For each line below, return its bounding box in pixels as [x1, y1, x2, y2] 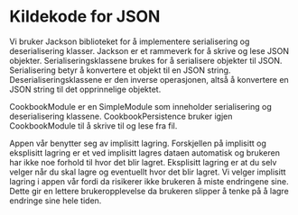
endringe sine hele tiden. [9, 195, 102, 206]
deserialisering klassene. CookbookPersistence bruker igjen [9, 111, 233, 121]
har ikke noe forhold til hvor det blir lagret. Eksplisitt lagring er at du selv [9, 157, 277, 167]
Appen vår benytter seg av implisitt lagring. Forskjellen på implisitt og [9, 138, 266, 148]
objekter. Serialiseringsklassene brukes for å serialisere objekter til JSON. [9, 55, 283, 66]
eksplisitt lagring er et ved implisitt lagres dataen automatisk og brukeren [9, 147, 280, 158]
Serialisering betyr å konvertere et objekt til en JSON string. [9, 65, 231, 76]
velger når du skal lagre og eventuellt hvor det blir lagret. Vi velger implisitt [9, 166, 286, 177]
